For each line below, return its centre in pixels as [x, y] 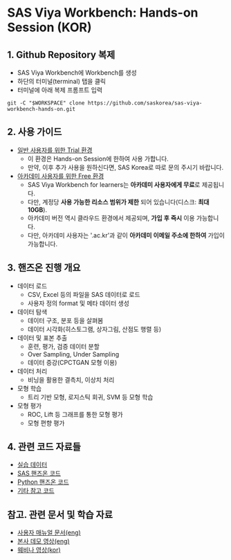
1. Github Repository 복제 [61, 54]
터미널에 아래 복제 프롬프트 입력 [59, 90]
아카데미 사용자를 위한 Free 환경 [61, 176]
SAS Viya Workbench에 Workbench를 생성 [77, 73]
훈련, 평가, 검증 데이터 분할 [64, 346]
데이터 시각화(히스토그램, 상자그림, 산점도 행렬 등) [94, 329]
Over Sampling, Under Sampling [73, 354]
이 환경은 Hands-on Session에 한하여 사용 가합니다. [98, 159]
